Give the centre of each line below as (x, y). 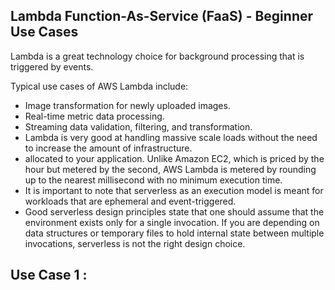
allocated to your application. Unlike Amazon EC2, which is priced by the (174, 158)
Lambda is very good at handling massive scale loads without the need (171, 137)
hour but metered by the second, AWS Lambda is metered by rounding (170, 169)
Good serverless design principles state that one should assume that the (174, 211)
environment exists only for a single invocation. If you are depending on (172, 222)
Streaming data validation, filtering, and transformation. (138, 126)
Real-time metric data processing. (94, 116)
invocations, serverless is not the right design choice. (135, 243)
